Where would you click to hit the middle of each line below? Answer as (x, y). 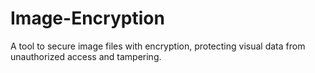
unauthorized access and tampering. (86, 56)
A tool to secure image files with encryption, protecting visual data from (158, 46)
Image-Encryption (87, 18)
